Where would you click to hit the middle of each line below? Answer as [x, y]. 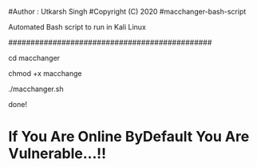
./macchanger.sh [36, 89]
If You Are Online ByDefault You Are [129, 137]
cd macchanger [34, 58]
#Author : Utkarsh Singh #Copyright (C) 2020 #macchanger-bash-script [127, 12]
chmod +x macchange [45, 74]
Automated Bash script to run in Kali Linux [77, 27]
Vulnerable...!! [57, 154]
